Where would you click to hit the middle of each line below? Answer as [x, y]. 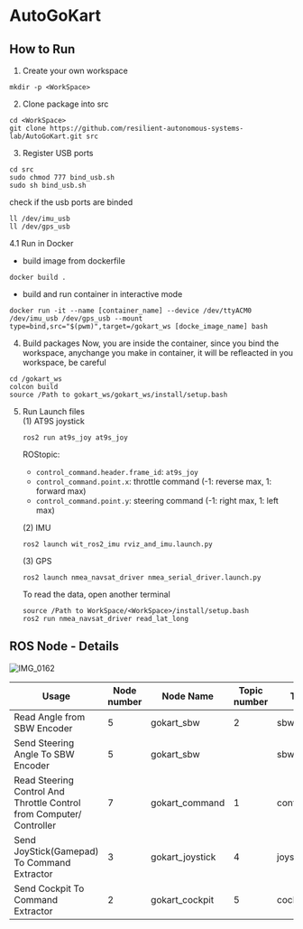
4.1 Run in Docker [41, 243]
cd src [22, 170]
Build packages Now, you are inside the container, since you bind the [151, 343]
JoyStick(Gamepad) [56, 851]
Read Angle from [50, 717]
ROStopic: [41, 454]
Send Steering [44, 743]
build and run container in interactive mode [102, 294]
